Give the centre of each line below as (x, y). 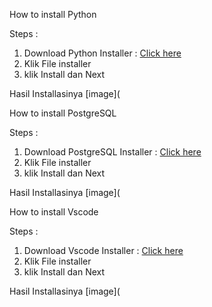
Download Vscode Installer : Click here (103, 250)
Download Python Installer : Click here (102, 53)
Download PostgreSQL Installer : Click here (112, 152)
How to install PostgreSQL (63, 113)
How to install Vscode (54, 212)
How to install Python (53, 14)
